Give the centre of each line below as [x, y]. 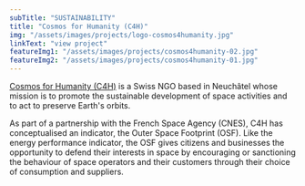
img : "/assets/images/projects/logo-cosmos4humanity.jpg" [122, 35]
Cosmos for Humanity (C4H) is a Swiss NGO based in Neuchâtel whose [143, 86]
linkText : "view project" [58, 43]
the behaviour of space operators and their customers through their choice [150, 162]
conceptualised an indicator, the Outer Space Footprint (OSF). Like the [141, 133]
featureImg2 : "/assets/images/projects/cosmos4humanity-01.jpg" [134, 60]
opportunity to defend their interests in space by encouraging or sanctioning [152, 152]
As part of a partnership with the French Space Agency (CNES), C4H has [147, 123]
